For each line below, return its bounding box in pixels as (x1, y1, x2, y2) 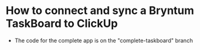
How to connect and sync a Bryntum (6, 4, 194, 18)
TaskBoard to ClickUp (6, 16, 118, 30)
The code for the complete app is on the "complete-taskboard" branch (14, 37, 193, 44)
